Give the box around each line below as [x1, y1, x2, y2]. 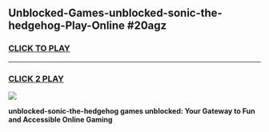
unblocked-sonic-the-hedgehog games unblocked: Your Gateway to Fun [8, 106, 255, 115]
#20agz [126, 19, 167, 33]
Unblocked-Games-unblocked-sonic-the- [8, 6, 223, 20]
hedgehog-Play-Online [8, 19, 126, 33]
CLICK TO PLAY [8, 43, 70, 54]
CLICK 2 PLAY [8, 73, 64, 84]
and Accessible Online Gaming [8, 114, 113, 124]
